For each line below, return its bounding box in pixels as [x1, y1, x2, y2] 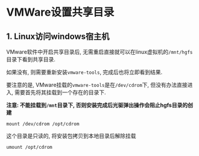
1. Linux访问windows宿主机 [6, 31, 110, 41]
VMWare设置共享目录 [6, 5, 115, 19]
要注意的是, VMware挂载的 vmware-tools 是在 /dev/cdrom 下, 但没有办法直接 [6, 82, 188, 88]
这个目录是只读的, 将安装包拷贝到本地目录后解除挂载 [6, 133, 136, 139]
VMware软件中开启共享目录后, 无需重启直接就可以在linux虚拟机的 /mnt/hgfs [6, 49, 193, 55]
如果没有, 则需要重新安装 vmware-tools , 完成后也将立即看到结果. [6, 68, 163, 76]
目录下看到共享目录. [6, 56, 56, 63]
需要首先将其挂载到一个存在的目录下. [14, 89, 107, 96]
